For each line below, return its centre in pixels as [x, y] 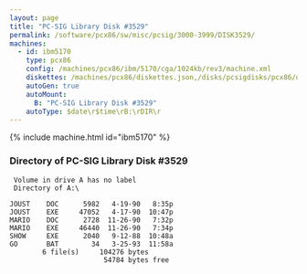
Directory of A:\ [46, 188]
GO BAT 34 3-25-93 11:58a [91, 244]
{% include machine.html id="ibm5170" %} [90, 137]
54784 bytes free [137, 260]
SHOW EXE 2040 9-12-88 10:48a [91, 236]
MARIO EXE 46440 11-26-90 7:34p [91, 228]
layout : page [34, 18]
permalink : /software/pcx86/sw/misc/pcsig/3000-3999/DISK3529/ [132, 35]
